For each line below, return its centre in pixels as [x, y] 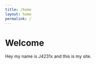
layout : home [18, 14]
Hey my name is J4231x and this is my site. [48, 56]
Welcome [25, 43]
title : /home [18, 10]
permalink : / [18, 19]
